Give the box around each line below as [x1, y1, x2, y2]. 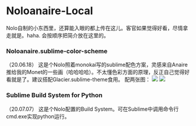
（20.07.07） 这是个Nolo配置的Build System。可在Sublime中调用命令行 [6, 105, 179, 112]
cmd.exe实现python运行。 [6, 112, 70, 119]
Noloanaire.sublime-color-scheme [6, 47, 108, 55]
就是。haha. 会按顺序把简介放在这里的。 [11, 31, 109, 39]
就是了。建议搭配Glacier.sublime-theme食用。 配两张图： [11, 76, 151, 83]
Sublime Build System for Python [6, 91, 103, 99]
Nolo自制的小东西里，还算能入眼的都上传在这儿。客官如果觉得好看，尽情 [6, 24, 183, 31]
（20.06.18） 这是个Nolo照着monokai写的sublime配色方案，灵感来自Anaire [6, 61, 188, 69]
